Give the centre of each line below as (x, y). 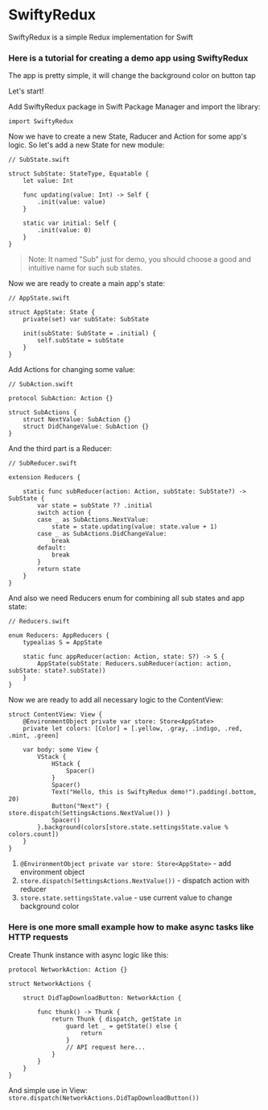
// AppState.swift (39, 298)
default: (52, 548)
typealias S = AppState (63, 643)
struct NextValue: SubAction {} (77, 420)
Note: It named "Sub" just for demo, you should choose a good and (140, 259)
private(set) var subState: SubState (86, 320)
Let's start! (26, 91)
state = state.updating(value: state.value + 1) (134, 527)
